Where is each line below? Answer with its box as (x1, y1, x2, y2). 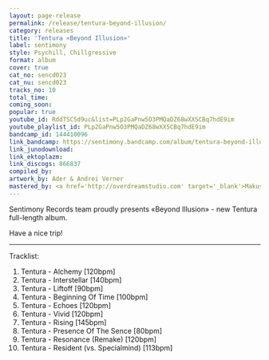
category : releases (9, 26, 74, 34)
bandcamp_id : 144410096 (9, 130, 89, 138)
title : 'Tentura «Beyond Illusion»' (9, 34, 131, 42)
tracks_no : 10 (9, 85, 57, 94)
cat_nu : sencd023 (9, 78, 67, 86)
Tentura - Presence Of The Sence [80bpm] (20, 326, 163, 335)
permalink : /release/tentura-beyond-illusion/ (9, 19, 167, 27)
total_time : (9, 93, 49, 101)
